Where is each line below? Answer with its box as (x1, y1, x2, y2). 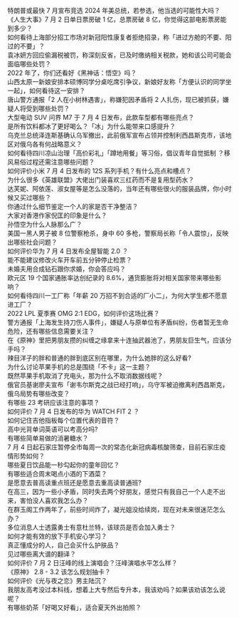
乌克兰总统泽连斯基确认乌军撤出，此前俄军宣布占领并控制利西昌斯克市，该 (7, 131, 225, 139)
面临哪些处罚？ (7, 60, 51, 68)
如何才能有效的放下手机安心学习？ (7, 532, 107, 540)
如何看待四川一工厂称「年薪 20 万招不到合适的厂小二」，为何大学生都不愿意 (7, 292, 228, 299)
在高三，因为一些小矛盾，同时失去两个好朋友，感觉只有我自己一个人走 (7, 488, 213, 495)
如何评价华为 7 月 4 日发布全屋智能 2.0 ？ (7, 247, 129, 255)
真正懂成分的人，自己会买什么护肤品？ (7, 541, 119, 549)
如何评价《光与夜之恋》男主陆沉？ (7, 577, 107, 584)
